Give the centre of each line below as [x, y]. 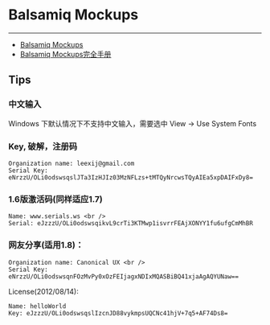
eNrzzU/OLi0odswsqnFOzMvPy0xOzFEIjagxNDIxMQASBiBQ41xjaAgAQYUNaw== [124, 276]
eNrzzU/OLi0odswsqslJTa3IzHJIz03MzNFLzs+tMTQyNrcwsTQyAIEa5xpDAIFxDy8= [131, 177]
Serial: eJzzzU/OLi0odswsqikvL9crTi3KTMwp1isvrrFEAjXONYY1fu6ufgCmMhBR [131, 224]
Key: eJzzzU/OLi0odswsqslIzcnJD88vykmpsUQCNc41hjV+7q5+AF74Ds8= [118, 313]
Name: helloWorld [37, 306]
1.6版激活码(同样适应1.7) [55, 199]
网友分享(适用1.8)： [46, 245]
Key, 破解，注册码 [43, 146]
